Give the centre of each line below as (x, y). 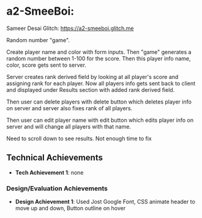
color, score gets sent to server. (47, 65)
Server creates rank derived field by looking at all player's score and (92, 77)
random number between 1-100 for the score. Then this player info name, (99, 58)
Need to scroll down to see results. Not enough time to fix (79, 138)
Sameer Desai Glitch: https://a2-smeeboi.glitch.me (70, 28)
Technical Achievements (54, 158)
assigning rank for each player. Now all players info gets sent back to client (101, 83)
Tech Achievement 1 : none (49, 172)
